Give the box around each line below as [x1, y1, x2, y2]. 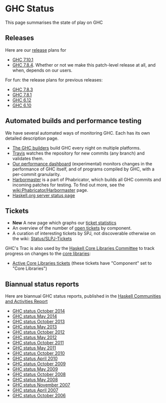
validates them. [12, 155, 44, 161]
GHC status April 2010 [12, 356, 58, 362]
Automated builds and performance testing [5, 117, 142, 125]
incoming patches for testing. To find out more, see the [12, 182, 125, 188]
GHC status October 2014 [12, 308, 65, 314]
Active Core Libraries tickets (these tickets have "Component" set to [12, 260, 152, 266]
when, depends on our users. [12, 67, 73, 73]
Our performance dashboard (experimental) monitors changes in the [12, 161, 153, 166]
